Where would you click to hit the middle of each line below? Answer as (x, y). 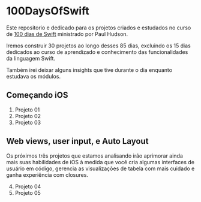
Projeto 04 (28, 186)
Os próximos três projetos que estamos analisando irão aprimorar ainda (94, 156)
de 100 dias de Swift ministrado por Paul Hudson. (67, 34)
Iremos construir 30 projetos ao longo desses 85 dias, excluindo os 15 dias (98, 46)
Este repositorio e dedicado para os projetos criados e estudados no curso (99, 28)
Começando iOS (37, 95)
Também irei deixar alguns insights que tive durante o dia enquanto (89, 70)
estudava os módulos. (34, 76)
